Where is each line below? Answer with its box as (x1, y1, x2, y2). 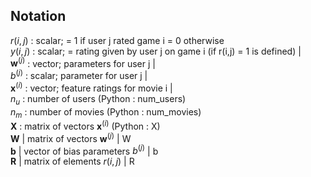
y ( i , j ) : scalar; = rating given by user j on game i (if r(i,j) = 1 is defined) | (10, 45, 302, 57)
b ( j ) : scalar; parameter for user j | (10, 68, 148, 82)
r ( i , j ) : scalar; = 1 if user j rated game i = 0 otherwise (10, 34, 225, 46)
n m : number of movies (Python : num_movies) (10, 105, 202, 120)
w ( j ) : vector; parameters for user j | (10, 55, 156, 69)
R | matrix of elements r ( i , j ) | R (10, 155, 135, 168)
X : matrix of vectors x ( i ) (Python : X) (10, 119, 161, 133)
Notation (10, 8, 67, 25)
